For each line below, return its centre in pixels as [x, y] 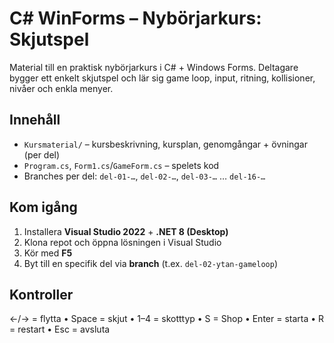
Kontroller [41, 294]
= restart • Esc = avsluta [60, 329]
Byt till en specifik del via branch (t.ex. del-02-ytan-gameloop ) [150, 263]
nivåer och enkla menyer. [61, 88]
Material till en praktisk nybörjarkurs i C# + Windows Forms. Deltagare [154, 67]
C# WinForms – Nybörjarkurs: [135, 18]
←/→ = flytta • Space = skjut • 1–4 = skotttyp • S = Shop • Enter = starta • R [167, 319]
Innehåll [35, 120]
